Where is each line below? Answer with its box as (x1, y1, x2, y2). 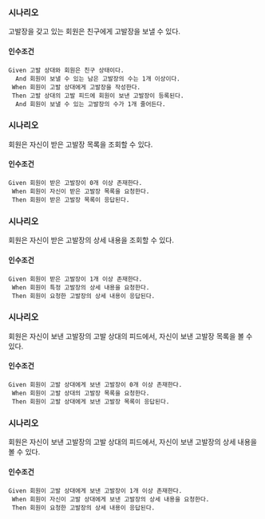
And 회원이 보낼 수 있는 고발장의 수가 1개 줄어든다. (15, 100, 166, 108)
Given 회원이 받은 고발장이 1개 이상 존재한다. (8, 275, 143, 283)
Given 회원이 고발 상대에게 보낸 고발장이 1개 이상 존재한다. (8, 486, 183, 495)
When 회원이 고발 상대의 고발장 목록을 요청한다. (11, 389, 150, 397)
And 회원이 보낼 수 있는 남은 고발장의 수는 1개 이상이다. (15, 74, 181, 83)
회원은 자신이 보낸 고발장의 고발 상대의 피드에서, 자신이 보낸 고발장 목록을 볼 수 (8, 331, 253, 340)
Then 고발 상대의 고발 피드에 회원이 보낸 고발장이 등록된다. (11, 92, 184, 100)
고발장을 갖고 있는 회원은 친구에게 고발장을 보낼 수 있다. (8, 26, 181, 37)
